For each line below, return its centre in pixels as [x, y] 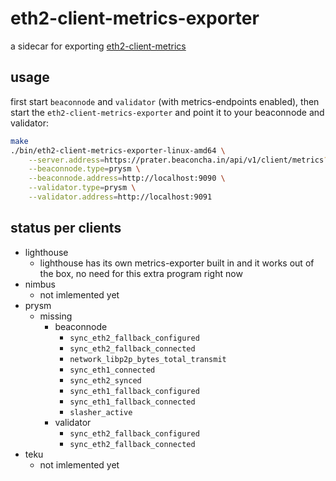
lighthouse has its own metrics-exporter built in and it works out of [177, 263]
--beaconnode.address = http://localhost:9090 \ [127, 178]
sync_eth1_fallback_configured [134, 391]
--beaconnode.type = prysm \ [84, 169]
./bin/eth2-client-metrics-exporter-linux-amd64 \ [118, 150]
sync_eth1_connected [112, 370]
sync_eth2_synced [105, 380]
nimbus [40, 284]
